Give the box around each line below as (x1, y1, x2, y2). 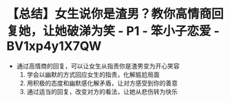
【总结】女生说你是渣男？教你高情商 (6, 6, 212, 22)
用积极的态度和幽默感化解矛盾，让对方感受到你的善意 (26, 79, 178, 87)
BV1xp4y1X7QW (6, 38, 102, 54)
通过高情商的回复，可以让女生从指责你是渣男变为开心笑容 (16, 62, 180, 70)
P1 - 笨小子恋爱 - (126, 23, 220, 39)
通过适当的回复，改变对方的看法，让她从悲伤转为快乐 (26, 87, 178, 96)
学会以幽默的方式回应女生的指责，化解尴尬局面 (26, 70, 160, 79)
